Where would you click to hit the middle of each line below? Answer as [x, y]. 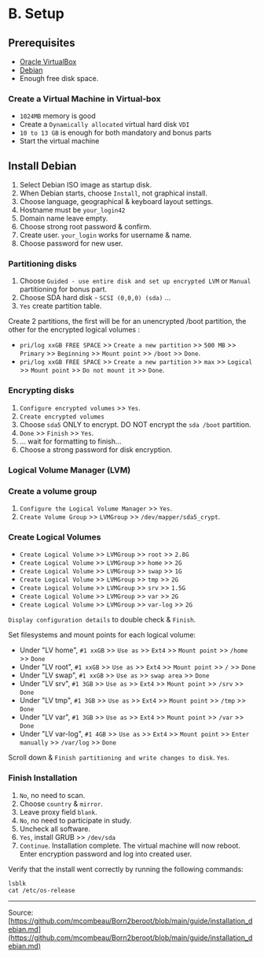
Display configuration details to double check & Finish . [102, 620]
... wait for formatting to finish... [70, 441]
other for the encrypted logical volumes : [74, 330]
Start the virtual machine [59, 141]
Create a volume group [53, 491]
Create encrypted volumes [62, 417]
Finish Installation [43, 778]
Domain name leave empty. [64, 218]
